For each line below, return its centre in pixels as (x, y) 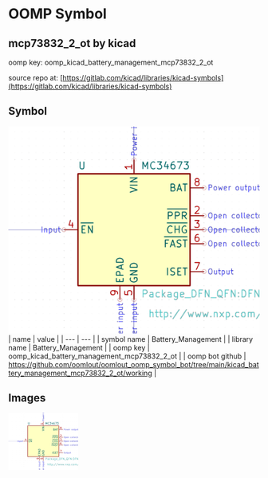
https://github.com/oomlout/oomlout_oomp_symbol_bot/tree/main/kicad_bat (134, 364)
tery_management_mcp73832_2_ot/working (81, 373)
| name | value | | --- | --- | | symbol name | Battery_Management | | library (131, 339)
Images (27, 398)
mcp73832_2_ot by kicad (72, 43)
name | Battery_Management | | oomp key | (79, 347)
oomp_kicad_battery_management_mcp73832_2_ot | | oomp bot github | (127, 356)
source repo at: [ (35, 78)
